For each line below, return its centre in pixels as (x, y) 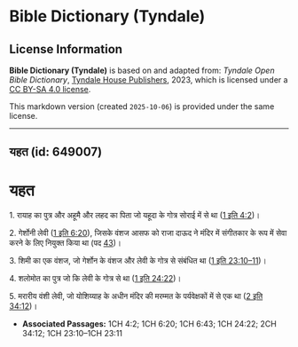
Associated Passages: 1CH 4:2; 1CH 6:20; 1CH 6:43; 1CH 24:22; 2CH (149, 324)
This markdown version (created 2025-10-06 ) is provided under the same (142, 106)
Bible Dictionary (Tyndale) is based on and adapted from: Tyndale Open (142, 70)
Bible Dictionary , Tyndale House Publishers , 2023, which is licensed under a (149, 80)
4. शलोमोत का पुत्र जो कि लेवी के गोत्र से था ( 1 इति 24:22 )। (95, 279)
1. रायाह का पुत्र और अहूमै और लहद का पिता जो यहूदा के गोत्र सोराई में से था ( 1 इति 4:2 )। (134, 216)
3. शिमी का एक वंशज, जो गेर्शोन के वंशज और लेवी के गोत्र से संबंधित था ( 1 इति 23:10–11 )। (138, 261)
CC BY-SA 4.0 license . (50, 89)
